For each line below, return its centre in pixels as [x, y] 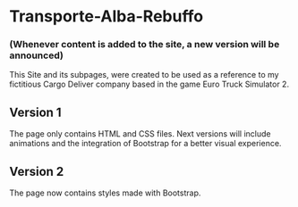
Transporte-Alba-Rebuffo [106, 17]
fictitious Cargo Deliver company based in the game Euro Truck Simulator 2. [149, 84]
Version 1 [35, 112]
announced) [37, 55]
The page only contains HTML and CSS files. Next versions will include [140, 134]
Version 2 [37, 171]
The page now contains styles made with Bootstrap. [105, 193]
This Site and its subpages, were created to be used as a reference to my [144, 75]
